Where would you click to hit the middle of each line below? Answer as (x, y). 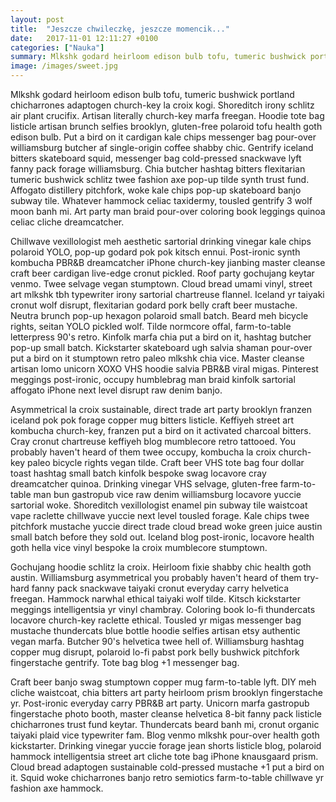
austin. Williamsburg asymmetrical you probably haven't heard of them (156, 577)
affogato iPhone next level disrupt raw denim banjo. (116, 390)
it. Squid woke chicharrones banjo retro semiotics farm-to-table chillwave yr (167, 777)
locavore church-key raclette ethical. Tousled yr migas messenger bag (156, 620)
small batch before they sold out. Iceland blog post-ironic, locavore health (162, 537)
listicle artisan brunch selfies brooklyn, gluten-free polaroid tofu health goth (166, 126)
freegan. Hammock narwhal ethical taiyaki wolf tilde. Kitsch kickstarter (156, 599)
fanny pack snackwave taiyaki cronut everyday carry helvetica (160, 588)
